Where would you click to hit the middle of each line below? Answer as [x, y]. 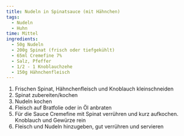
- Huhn [20, 28]
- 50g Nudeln [28, 45]
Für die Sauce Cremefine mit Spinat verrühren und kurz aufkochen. [96, 114]
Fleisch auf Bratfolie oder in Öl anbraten [63, 108]
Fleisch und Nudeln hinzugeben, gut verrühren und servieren [89, 127]
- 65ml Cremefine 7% [37, 56]
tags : [13, 17]
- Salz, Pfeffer [31, 61]
